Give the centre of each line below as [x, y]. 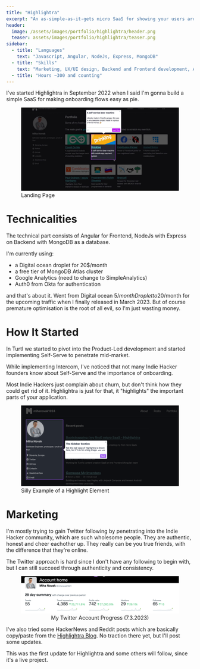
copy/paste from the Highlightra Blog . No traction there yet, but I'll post [93, 636]
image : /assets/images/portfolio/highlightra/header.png [84, 32]
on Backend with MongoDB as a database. [58, 242]
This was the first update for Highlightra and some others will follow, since [97, 654]
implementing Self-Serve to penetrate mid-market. [68, 355]
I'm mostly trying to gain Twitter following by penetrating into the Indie [92, 531]
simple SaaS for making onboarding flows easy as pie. [73, 99]
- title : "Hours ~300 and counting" [57, 75]
